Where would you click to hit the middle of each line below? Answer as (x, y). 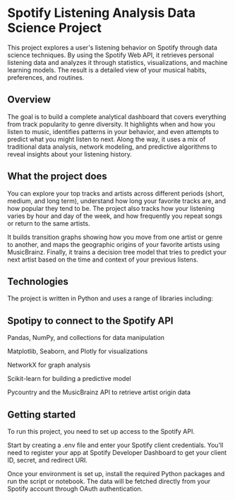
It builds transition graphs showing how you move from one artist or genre (115, 237)
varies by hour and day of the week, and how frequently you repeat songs (115, 216)
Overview (29, 100)
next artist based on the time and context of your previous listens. (103, 260)
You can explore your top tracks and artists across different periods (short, (116, 193)
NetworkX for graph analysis (49, 365)
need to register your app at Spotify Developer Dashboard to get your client (117, 452)
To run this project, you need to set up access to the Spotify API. (101, 431)
